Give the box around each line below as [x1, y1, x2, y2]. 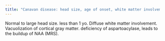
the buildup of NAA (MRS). [5, 30, 59, 36]
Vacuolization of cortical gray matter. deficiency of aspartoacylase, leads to [5, 25, 158, 31]
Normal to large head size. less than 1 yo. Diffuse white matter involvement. [5, 20, 158, 26]
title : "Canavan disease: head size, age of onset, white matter [5, 7, 141, 12]
